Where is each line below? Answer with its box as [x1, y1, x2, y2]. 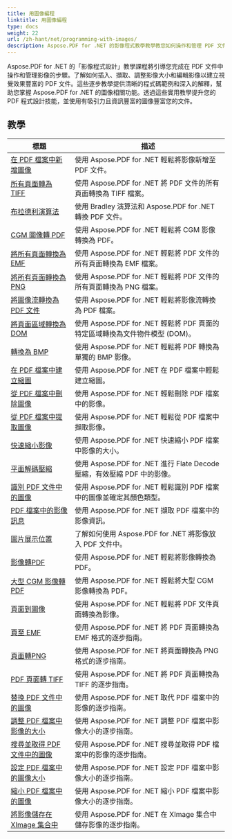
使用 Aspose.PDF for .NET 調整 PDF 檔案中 [75, 716, 213, 725]
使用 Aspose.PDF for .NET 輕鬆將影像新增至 [75, 154, 216, 164]
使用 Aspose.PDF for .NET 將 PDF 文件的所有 [75, 178, 220, 188]
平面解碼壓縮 [10, 463, 53, 473]
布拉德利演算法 [10, 206, 60, 216]
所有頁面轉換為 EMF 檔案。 [75, 258, 162, 268]
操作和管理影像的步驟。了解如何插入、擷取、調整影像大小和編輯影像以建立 [7, 71, 219, 79]
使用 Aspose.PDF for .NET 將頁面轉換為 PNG [75, 646, 219, 655]
